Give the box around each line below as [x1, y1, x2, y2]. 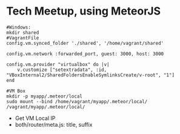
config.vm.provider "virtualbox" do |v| [6, 61, 110, 67]
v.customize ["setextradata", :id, [17, 67, 107, 73]
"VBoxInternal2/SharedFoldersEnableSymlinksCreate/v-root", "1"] [6, 72, 175, 78]
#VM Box [6, 88, 26, 94]
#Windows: [6, 24, 32, 30]
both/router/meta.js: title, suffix [15, 121, 93, 128]
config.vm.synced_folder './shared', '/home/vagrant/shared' [6, 40, 164, 46]
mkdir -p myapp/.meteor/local [6, 93, 83, 99]
